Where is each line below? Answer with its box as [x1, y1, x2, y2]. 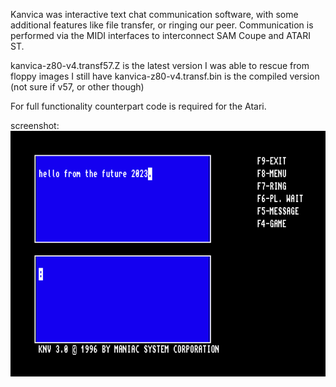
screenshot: [10, 120, 60, 131]
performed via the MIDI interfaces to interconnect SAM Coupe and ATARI [10, 30, 311, 41]
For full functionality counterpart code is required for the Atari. [10, 100, 267, 112]
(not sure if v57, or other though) [10, 81, 145, 93]
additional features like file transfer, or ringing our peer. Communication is [10, 19, 314, 31]
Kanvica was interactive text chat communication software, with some [10, 9, 299, 20]
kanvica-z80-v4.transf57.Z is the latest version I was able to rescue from [10, 60, 310, 71]
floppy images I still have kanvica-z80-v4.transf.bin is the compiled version [10, 70, 320, 82]
